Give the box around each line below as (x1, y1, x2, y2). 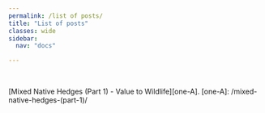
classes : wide (8, 27, 57, 35)
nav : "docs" (15, 42, 57, 50)
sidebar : (8, 34, 38, 43)
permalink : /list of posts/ (8, 11, 104, 20)
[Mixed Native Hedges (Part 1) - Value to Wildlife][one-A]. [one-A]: (8, 86, 229, 97)
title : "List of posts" (8, 19, 89, 27)
